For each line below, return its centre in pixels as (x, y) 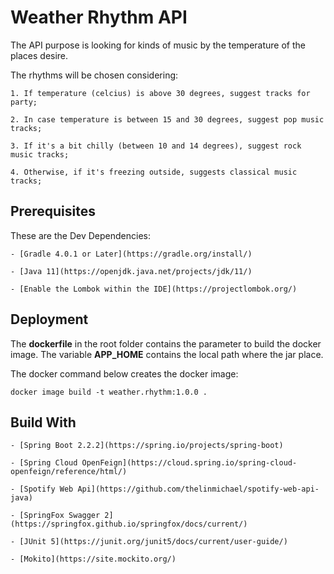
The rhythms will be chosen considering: (94, 75)
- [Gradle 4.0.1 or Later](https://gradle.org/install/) (131, 254)
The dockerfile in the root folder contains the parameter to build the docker (166, 343)
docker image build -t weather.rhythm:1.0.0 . (109, 392)
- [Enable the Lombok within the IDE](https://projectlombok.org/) (154, 289)
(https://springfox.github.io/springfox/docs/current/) (129, 524)
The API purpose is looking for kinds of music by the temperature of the (158, 45)
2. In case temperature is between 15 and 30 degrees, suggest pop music (167, 119)
